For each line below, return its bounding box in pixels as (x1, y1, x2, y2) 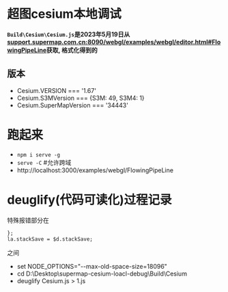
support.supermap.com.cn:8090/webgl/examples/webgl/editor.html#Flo (7, 38, 221, 46)
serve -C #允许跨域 (16, 158, 72, 166)
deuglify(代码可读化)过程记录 (7, 192, 172, 207)
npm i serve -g (16, 151, 61, 158)
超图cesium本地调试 (7, 6, 122, 22)
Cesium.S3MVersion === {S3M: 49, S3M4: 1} (16, 94, 145, 102)
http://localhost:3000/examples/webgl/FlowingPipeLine (16, 165, 174, 174)
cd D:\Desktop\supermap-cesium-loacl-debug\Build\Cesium (16, 269, 188, 278)
